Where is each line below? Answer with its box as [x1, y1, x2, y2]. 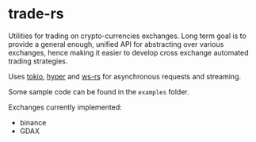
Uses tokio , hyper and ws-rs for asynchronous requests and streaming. [8, 71, 242, 81]
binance [19, 117, 47, 127]
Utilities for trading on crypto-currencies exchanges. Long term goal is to [8, 31, 247, 40]
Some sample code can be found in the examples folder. [8, 86, 189, 96]
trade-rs [8, 5, 65, 23]
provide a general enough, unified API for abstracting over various [8, 39, 224, 48]
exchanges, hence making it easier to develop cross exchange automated [8, 48, 249, 57]
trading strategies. [8, 56, 68, 66]
